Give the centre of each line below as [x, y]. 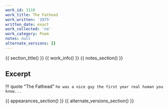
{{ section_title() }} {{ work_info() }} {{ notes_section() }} [64, 58]
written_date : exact [27, 24]
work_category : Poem [27, 34]
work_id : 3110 [20, 10]
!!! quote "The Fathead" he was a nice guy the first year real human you [84, 86]
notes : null [18, 39]
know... [14, 91]
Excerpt [18, 74]
